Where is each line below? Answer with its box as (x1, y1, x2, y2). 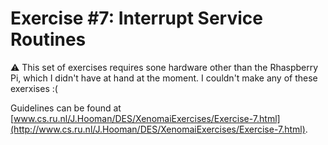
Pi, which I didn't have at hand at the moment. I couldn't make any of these (10, 72, 318, 84)
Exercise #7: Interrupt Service (10, 7, 263, 30)
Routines (10, 28, 87, 51)
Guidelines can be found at (10, 102, 122, 114)
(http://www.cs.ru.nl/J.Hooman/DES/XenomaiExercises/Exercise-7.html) (10, 123, 306, 135)
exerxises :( (10, 82, 58, 94)
